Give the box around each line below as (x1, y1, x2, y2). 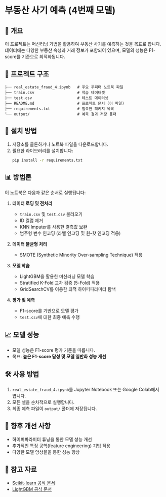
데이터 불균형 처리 (12, 241, 48, 247)
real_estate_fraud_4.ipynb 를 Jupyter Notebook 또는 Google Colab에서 (12, 386, 159, 392)
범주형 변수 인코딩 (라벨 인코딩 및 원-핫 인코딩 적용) (19, 230, 121, 236)
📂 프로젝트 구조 (5, 70, 49, 79)
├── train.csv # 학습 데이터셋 (5, 90, 105, 95)
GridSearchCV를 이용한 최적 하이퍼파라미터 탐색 (19, 286, 116, 292)
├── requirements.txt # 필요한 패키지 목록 (5, 106, 114, 111)
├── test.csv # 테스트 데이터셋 (5, 95, 109, 101)
